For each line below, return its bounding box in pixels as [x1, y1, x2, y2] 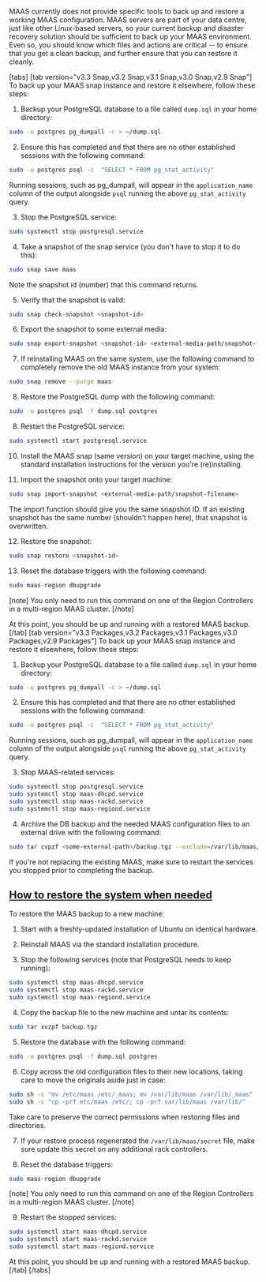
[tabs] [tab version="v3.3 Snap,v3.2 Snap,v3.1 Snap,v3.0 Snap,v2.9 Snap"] [9, 73, 253, 81]
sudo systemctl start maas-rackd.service [9, 1235, 148, 1243]
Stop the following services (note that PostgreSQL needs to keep [20, 955, 232, 965]
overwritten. [9, 521, 49, 530]
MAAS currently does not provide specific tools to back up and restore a [9, 7, 245, 16]
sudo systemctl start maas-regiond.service [9, 1243, 155, 1250]
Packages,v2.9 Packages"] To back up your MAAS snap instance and [9, 635, 236, 646]
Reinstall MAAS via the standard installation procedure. [20, 939, 200, 950]
